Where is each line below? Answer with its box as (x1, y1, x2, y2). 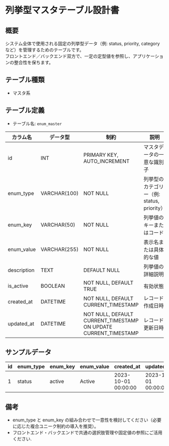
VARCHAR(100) (40, 189, 79, 197)
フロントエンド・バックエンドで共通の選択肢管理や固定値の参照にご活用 (12, 429, 162, 436)
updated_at (8, 320, 34, 327)
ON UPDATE (83, 323, 113, 330)
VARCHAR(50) (40, 221, 75, 228)
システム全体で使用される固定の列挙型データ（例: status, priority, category (5, 41, 160, 46)
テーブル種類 (5, 76, 45, 84)
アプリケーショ (132, 53, 164, 59)
